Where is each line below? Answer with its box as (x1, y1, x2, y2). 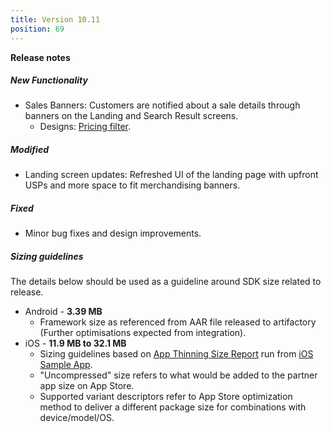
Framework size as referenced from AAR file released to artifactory (39, 316, 317, 328)
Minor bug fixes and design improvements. (24, 227, 202, 240)
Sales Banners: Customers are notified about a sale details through (24, 99, 301, 111)
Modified (10, 144, 49, 156)
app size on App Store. (39, 380, 135, 392)
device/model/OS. (39, 412, 115, 424)
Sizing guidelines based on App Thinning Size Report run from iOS (39, 348, 314, 360)
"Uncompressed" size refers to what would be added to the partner (39, 369, 318, 381)
